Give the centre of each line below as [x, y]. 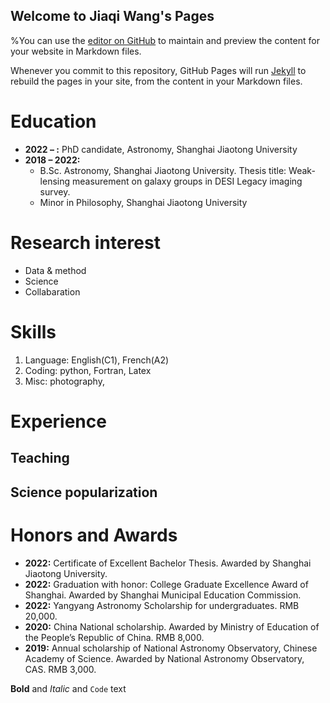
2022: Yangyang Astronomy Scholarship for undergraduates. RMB [162, 605]
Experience [58, 421]
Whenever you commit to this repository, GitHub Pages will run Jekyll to [158, 70]
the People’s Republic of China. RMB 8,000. [114, 637]
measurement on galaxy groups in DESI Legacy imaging [187, 181]
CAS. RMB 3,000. [60, 669]
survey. [55, 191]
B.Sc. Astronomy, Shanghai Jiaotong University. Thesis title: [163, 170]
